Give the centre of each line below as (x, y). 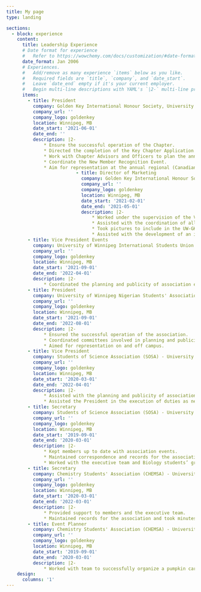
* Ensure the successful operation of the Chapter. (109, 145)
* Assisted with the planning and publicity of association (120, 396)
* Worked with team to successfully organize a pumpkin (115, 569)
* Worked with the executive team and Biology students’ (116, 463)
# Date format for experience (60, 51)
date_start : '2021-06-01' (65, 129)
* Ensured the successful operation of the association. (116, 334)
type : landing (24, 17)
